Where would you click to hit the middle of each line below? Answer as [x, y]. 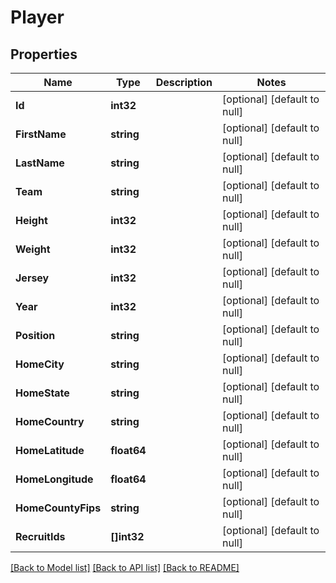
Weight [33, 249]
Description [184, 82]
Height [31, 220]
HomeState [42, 393]
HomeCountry [50, 421]
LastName [40, 163]
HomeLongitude [54, 479]
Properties [44, 54]
